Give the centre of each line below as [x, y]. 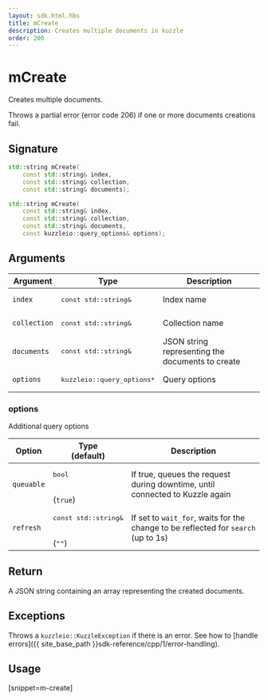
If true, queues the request [181, 475]
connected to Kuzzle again [181, 495]
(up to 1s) [150, 538]
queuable [29, 485]
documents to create [201, 361]
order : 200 [26, 38]
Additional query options [49, 426]
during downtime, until [173, 484]
